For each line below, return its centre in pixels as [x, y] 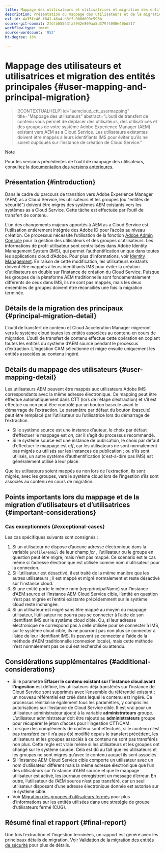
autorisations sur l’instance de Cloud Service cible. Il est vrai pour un [82, 708]
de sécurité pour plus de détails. [38, 845]
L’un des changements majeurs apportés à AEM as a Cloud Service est [77, 224]
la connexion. [26, 568]
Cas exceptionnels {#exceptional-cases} [55, 527]
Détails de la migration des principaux [64, 308]
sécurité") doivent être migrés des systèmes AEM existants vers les [73, 205]
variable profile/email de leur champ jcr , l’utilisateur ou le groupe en [83, 552]
